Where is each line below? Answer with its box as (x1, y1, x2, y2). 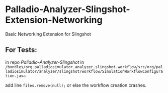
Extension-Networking (5, 14, 103, 26)
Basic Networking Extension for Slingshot (5, 31, 92, 37)
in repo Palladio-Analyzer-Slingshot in (5, 59, 85, 65)
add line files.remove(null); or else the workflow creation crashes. (5, 82, 147, 88)
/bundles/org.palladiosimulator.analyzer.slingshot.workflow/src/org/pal (5, 64, 163, 69)
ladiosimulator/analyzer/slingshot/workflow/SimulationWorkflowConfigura (5, 69, 163, 74)
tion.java (5, 73, 26, 78)
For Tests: (5, 45, 38, 54)
